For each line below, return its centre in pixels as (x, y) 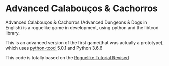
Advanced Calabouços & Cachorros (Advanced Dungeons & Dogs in (76, 22)
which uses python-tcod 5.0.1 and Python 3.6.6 (54, 48)
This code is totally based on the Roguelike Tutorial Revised (67, 57)
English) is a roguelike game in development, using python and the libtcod (82, 27)
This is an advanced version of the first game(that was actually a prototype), (84, 42)
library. (13, 33)
